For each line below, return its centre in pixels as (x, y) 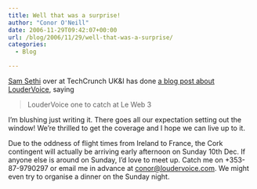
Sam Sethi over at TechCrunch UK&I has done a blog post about (112, 81)
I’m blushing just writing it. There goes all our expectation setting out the (125, 120)
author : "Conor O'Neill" (49, 23)
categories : (27, 45)
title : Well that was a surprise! (65, 15)
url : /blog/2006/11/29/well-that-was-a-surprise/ (91, 37)
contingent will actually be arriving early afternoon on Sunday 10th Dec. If (127, 151)
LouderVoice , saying (41, 89)
